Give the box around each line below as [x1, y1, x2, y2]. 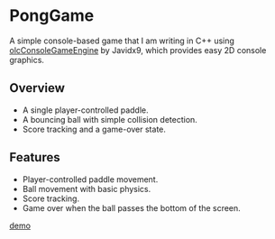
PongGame [9, 5, 95, 26]
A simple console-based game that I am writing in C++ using [9, 35, 234, 46]
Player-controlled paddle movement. [22, 173, 159, 185]
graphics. [9, 54, 45, 65]
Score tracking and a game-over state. [22, 124, 167, 134]
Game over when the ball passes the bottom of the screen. [22, 202, 241, 213]
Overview [9, 80, 66, 96]
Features [9, 150, 60, 165]
